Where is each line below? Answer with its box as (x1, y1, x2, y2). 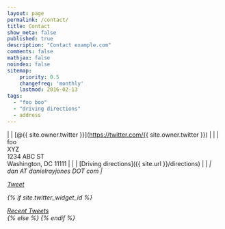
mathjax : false (7, 55, 51, 62)
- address (13, 111, 41, 118)
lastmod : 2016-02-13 (19, 86, 78, 93)
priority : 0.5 (19, 73, 59, 81)
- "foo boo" (13, 99, 48, 106)
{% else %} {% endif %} (7, 213, 76, 222)
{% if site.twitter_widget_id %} (7, 193, 93, 202)
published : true (7, 36, 53, 42)
